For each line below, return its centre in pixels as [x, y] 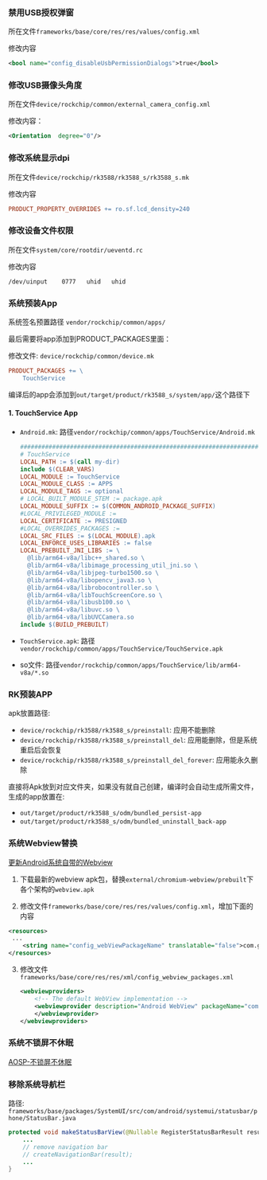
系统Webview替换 [43, 843]
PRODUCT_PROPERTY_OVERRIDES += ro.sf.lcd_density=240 [99, 209]
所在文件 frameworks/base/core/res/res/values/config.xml [104, 31]
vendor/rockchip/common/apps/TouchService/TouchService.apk [121, 649]
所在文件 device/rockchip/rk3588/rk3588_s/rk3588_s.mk [99, 177]
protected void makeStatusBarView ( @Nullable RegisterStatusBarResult [126, 1132]
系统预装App [33, 303]
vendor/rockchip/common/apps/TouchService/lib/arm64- [150, 665]
